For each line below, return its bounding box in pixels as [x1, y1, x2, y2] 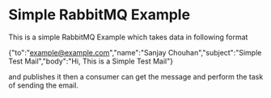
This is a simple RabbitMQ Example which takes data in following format [8, 32, 248, 42]
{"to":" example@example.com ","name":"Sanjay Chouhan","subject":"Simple [8, 47, 262, 57]
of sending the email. [8, 80, 79, 90]
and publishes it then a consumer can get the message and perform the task [8, 71, 264, 81]
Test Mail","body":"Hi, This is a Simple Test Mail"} [8, 56, 174, 66]
